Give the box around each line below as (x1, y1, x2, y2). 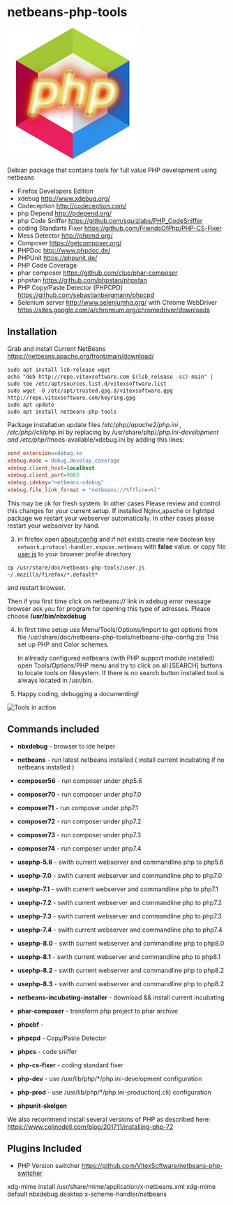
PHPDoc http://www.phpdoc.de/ (17, 246, 111, 254)
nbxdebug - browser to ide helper (17, 742, 116, 750)
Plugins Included (7, 1143, 82, 1155)
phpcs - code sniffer (17, 1047, 77, 1055)
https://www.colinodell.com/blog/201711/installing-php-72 (7, 1123, 174, 1131)
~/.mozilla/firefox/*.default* (7, 571, 98, 578)
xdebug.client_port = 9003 (7, 472, 80, 479)
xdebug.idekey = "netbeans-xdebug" (7, 479, 105, 486)
